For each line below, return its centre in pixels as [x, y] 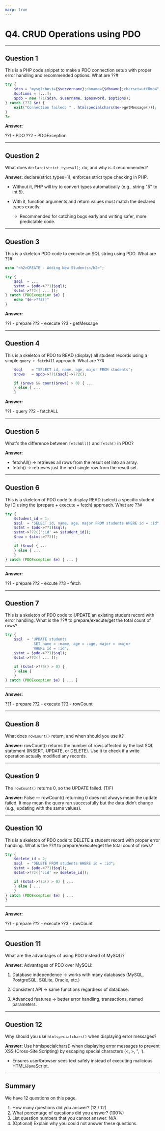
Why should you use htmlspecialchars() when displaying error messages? [81, 1036]
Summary [20, 1086]
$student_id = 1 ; [32, 519]
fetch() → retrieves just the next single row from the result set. [75, 468]
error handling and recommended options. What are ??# [62, 75]
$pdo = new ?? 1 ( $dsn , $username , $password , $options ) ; [72, 98]
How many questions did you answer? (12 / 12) [59, 1107]
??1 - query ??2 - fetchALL [32, 411]
